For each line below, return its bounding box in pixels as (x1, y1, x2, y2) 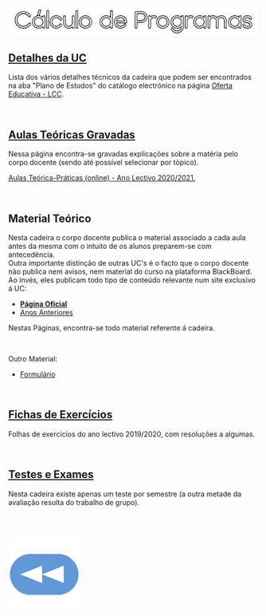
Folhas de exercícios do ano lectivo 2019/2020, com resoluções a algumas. (8, 429, 256, 439)
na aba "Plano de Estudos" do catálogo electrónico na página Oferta (8, 81, 233, 90)
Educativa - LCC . (8, 89, 65, 99)
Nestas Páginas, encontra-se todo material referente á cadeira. (8, 323, 215, 333)
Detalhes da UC (8, 51, 87, 65)
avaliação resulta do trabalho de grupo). (8, 497, 140, 507)
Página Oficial (19, 299, 68, 309)
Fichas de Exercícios (8, 408, 113, 421)
